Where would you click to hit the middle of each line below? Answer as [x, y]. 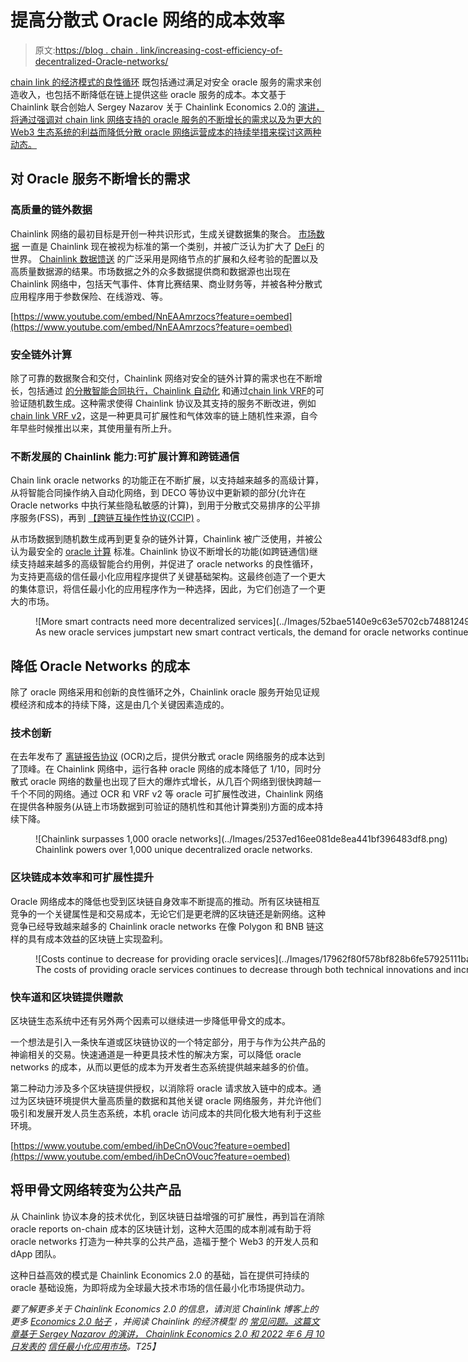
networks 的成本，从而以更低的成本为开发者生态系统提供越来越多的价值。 [162, 1067]
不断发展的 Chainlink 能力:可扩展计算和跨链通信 [125, 456]
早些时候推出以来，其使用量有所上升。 [97, 428]
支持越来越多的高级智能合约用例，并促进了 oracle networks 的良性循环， [168, 564]
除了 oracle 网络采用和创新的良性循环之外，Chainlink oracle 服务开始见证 [161, 692]
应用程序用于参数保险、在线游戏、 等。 [89, 296]
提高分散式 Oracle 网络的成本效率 [147, 20]
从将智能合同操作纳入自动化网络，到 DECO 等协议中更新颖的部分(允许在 [158, 493]
